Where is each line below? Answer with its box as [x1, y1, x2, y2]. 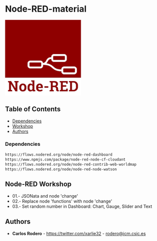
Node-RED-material [5, 3, 87, 15]
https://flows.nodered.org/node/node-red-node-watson [5, 167, 117, 172]
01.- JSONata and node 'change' [12, 193, 78, 199]
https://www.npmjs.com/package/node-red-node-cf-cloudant [5, 157, 126, 162]
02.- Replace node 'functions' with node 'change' [12, 198, 112, 204]
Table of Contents [5, 105, 61, 113]
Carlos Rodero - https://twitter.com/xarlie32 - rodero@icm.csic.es [12, 230, 146, 236]
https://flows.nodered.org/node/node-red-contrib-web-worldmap [5, 162, 137, 167]
